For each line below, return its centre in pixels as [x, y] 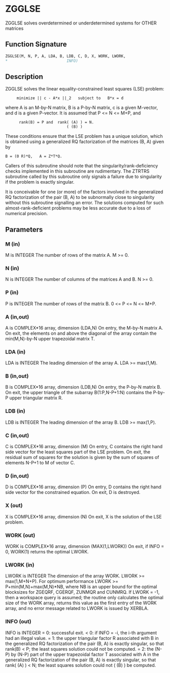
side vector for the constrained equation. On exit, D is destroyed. [73, 492]
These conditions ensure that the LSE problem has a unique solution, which [84, 136]
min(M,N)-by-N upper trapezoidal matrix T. [50, 338]
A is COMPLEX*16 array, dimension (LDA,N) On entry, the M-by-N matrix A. [84, 328]
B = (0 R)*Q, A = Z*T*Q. [34, 156]
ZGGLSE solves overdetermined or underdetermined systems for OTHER [81, 23]
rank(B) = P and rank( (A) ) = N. [56, 123]
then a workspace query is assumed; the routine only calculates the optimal [84, 598]
